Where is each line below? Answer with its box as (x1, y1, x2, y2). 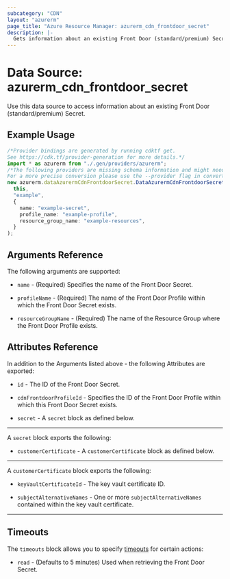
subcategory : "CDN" (7, 10, 63, 17)
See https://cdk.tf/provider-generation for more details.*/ (7, 153, 186, 161)
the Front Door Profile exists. (16, 321, 98, 329)
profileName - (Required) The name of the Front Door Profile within (16, 294, 205, 302)
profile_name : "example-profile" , (19, 211, 118, 218)
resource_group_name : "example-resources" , (19, 217, 146, 224)
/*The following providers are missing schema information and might (7, 166, 210, 173)
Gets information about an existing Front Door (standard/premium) (13, 36, 210, 42)
